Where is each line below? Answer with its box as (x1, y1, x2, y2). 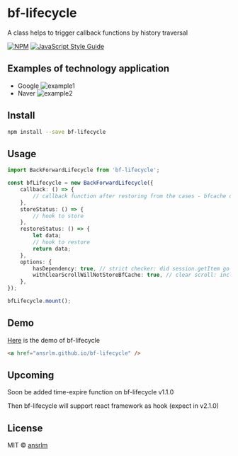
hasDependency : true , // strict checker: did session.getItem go (33, 265, 230, 272)
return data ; (33, 245, 72, 252)
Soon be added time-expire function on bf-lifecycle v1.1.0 (7, 388, 174, 397)
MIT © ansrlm (7, 441, 48, 450)
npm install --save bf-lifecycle (7, 128, 106, 135)
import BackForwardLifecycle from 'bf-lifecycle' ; (7, 166, 160, 174)
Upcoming (7, 369, 55, 381)
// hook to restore (33, 239, 91, 246)
